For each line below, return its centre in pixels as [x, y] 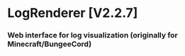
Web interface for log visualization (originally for [93, 35]
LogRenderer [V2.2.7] [73, 13]
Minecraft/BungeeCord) [50, 44]
